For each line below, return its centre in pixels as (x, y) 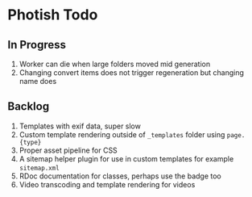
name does (38, 81)
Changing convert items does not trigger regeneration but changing (132, 73)
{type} (30, 142)
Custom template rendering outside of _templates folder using (122, 134)
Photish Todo (53, 15)
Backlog (29, 107)
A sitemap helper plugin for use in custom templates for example (126, 158)
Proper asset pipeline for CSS (68, 150)
